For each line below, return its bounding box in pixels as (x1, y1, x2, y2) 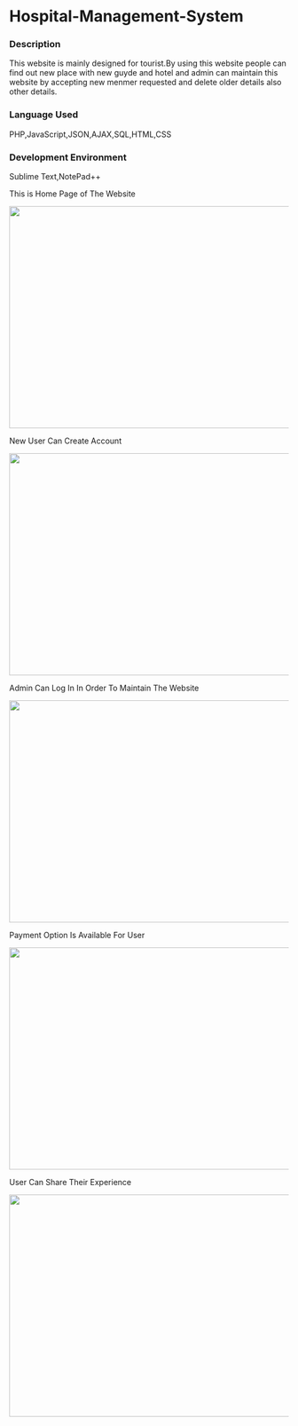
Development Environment (9, 151, 127, 163)
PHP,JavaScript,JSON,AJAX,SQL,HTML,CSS (9, 129, 172, 139)
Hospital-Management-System (9, 6, 244, 27)
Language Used (9, 108, 79, 121)
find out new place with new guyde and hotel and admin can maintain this (9, 68, 278, 78)
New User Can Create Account (9, 435, 122, 446)
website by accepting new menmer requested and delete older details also (9, 77, 282, 88)
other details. (9, 86, 58, 97)
